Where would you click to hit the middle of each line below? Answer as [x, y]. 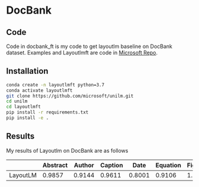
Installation [27, 71]
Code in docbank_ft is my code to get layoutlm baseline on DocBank [89, 46]
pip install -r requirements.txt [47, 112]
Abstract [55, 165]
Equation [168, 165]
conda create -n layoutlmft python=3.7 [55, 85]
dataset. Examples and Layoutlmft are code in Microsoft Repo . [82, 53]
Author [84, 165]
